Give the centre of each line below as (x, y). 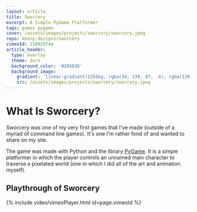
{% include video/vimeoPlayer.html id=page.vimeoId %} (74, 202)
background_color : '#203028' (47, 66)
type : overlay (28, 55)
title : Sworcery (26, 17)
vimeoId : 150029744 (30, 45)
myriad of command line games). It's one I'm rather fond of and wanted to (95, 134)
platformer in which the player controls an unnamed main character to (90, 157)
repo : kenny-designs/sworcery (43, 39)
